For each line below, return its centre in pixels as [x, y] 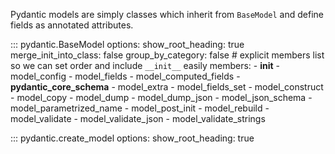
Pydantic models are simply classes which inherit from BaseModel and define [167, 14]
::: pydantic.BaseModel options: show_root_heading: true [127, 44]
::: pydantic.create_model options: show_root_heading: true [132, 138]
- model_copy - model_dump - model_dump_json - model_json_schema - [161, 97]
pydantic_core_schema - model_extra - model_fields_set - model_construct [167, 87]
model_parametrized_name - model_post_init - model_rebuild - [140, 108]
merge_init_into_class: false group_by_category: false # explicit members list [167, 55]
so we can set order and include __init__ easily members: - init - [145, 65]
